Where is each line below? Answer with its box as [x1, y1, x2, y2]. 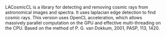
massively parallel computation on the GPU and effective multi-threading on [5, 20, 161, 26]
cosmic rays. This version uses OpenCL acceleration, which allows [5, 15, 143, 20]
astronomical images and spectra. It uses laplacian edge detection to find [5, 9, 156, 15]
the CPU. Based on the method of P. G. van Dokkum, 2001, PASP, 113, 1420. [5, 25, 160, 31]
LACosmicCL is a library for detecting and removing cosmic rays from [5, 4, 149, 10]
